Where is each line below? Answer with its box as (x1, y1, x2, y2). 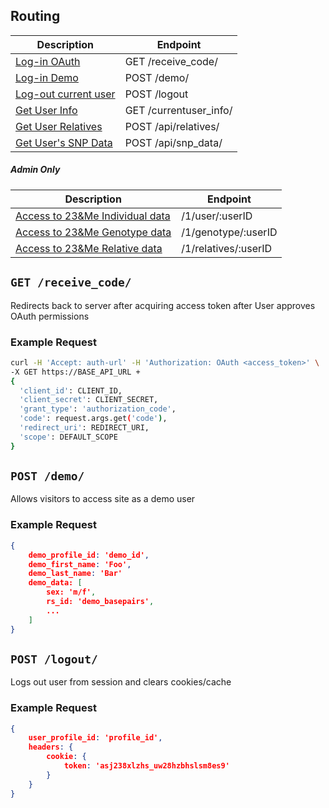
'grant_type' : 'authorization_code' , (19, 404, 177, 414)
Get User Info (15, 103, 78, 117)
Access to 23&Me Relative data (15, 241, 163, 255)
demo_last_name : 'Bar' (28, 569, 123, 579)
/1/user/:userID (181, 209, 253, 223)
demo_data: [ (28, 578, 83, 588)
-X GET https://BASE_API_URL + (10, 367, 141, 377)
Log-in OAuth (15, 54, 81, 68)
